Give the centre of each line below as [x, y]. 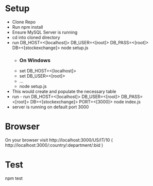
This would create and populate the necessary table [64, 92]
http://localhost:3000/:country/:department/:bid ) [54, 145]
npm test [14, 178]
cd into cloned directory [36, 37]
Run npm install [27, 27]
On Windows [35, 60]
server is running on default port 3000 [50, 107]
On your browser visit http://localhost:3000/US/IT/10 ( [59, 140]
